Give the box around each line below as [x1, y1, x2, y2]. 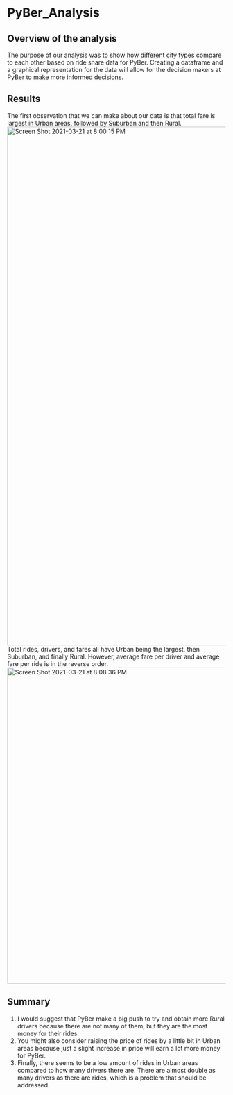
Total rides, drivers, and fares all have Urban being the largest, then [7, 645, 200, 653]
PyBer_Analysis [7, 5, 101, 21]
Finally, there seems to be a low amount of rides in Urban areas [17, 1058, 198, 1067]
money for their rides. [17, 1029, 80, 1037]
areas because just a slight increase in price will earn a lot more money [17, 1044, 221, 1052]
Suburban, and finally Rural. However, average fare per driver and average [7, 652, 220, 661]
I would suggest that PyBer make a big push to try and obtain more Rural [17, 1015, 225, 1023]
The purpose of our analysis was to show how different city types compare [7, 51, 222, 59]
